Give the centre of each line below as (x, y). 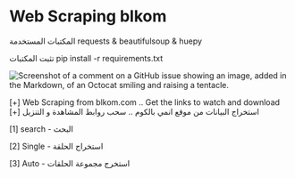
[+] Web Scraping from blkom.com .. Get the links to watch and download (144, 102)
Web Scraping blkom (88, 16)
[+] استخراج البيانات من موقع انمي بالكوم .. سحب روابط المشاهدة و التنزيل (134, 111)
